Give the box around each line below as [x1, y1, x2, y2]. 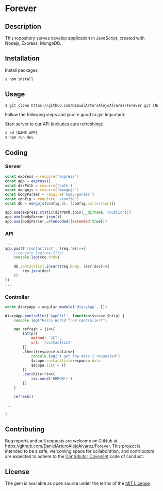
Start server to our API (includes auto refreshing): [5, 121, 104, 127]
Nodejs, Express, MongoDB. [5, 40, 62, 46]
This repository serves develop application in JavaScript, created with [5, 35, 145, 41]
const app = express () [5, 178, 51, 184]
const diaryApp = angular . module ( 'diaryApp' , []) [5, 305, 108, 309]
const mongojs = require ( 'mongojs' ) [5, 187, 79, 192]
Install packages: [5, 67, 39, 73]
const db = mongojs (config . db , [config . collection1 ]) [5, 201, 116, 206]
